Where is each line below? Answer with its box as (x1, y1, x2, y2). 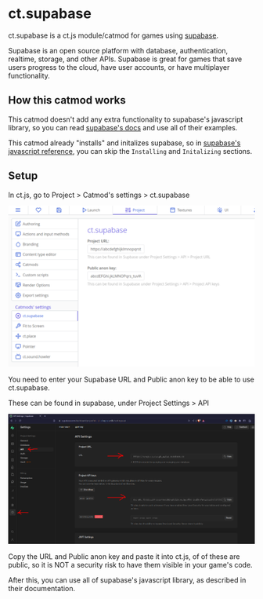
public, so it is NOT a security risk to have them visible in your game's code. (8, 560, 253, 569)
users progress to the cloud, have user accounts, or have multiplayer (8, 62, 230, 71)
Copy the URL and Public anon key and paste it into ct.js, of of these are (8, 551, 240, 561)
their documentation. (8, 583, 76, 593)
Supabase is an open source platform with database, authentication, (8, 46, 229, 55)
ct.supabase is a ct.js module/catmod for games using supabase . (8, 31, 219, 40)
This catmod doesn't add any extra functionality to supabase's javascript (8, 115, 243, 124)
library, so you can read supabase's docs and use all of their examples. (8, 122, 238, 132)
